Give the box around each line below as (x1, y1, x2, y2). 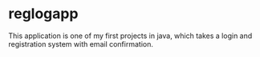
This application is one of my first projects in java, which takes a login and (8, 31, 253, 40)
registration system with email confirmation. (8, 39, 154, 48)
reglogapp (8, 5, 79, 23)
